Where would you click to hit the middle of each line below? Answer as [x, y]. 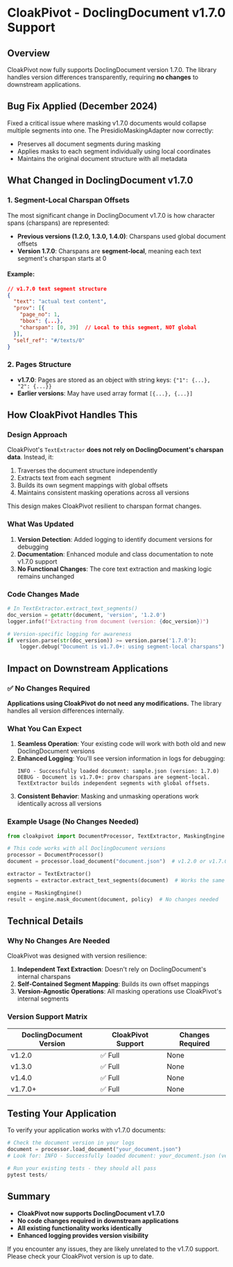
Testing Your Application [62, 1113]
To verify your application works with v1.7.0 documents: [87, 1130]
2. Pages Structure [39, 364]
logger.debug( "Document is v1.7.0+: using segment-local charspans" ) [122, 647]
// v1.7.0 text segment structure [57, 289]
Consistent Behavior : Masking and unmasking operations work [108, 797]
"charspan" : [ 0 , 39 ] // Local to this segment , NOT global [108, 328]
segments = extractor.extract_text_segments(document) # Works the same [116, 880]
